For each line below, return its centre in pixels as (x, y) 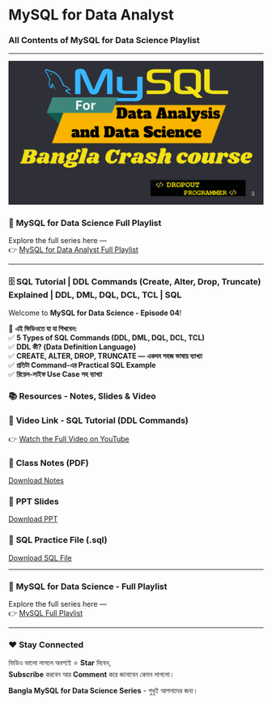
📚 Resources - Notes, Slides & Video (82, 396)
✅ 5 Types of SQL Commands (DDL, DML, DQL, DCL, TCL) (106, 337)
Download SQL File (40, 557)
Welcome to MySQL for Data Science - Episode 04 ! (95, 313)
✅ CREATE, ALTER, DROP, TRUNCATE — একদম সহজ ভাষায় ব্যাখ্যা (105, 356)
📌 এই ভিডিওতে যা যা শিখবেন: (43, 328)
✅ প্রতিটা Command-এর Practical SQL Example (82, 365)
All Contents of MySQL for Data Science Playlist (104, 41)
